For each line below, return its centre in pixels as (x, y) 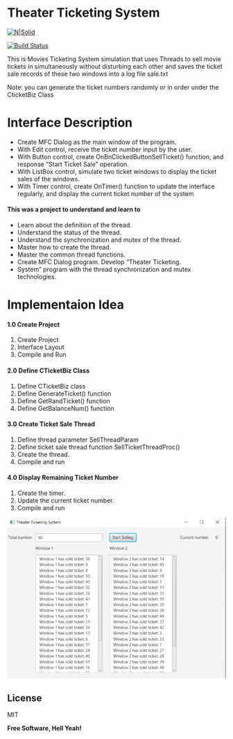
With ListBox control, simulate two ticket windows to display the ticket (117, 171)
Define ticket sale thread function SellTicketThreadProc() (98, 447)
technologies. (37, 277)
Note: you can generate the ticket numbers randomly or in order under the (113, 87)
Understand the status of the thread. (69, 233)
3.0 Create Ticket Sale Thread (51, 424)
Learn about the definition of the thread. (74, 225)
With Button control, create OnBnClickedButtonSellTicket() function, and (120, 156)
